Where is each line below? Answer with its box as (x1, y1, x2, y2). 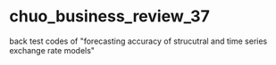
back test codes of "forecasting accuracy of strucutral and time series (9, 36, 268, 46)
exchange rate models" (9, 45, 96, 55)
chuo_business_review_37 (9, 6, 210, 27)
